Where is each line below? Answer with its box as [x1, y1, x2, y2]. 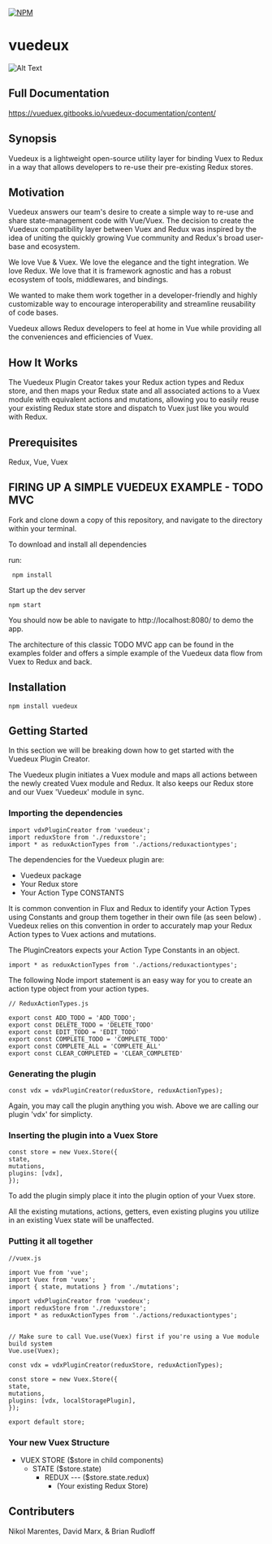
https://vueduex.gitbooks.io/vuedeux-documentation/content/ [8, 108, 217, 118]
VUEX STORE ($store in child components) [19, 1455, 164, 1464]
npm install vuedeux [8, 702, 79, 710]
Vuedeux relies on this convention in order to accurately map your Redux [8, 920, 253, 931]
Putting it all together [8, 1236, 93, 1247]
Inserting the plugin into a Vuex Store [8, 1129, 158, 1141]
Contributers [8, 1505, 76, 1519]
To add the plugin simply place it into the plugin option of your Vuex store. [8, 1191, 256, 1201]
